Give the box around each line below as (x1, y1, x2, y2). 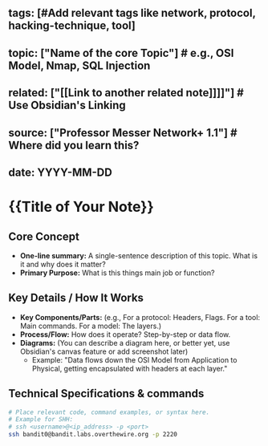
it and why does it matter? (19, 259, 106, 269)
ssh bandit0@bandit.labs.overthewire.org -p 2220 (8, 431, 178, 439)
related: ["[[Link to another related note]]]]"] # (8, 86, 245, 99)
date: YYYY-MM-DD (8, 165, 112, 179)
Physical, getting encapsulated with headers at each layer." (31, 363, 228, 373)
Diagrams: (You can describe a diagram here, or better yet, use (19, 338, 230, 347)
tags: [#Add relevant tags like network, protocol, (8, 6, 256, 20)
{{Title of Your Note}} (8, 198, 154, 216)
